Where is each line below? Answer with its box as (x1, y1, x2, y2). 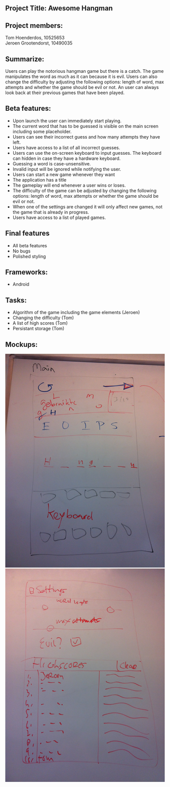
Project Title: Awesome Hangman (5, 4, 113, 13)
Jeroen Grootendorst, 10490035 (5, 40, 73, 46)
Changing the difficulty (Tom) (12, 315, 74, 321)
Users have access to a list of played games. (12, 214, 106, 221)
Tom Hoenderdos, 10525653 (5, 35, 65, 41)
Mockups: (5, 340, 38, 348)
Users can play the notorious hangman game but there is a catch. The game (5, 68, 164, 74)
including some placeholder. (12, 128, 72, 135)
